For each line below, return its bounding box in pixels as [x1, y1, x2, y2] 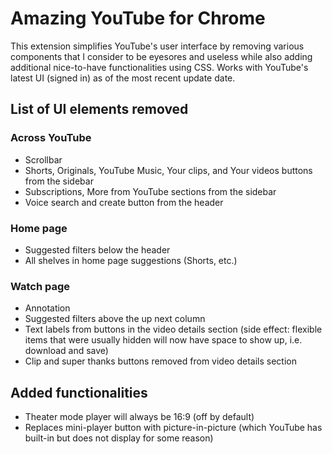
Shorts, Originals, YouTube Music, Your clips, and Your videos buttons [24, 164, 313, 176]
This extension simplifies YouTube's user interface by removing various [10, 40, 305, 52]
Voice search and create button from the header [24, 196, 224, 208]
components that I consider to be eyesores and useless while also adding [10, 50, 313, 62]
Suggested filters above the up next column [24, 313, 206, 325]
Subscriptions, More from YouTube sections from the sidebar [24, 185, 277, 197]
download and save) [24, 345, 109, 357]
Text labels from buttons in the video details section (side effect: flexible [24, 323, 323, 336]
